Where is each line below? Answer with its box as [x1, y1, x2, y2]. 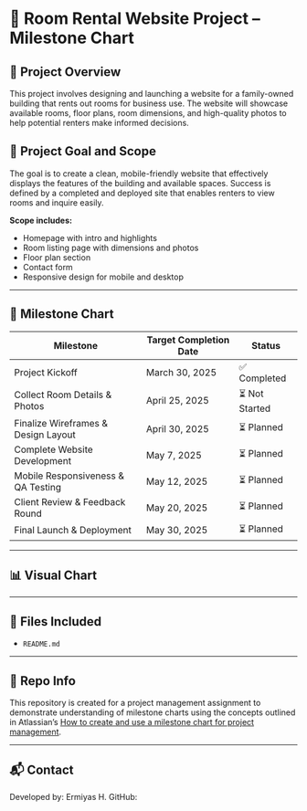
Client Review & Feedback [14, 495, 126, 508]
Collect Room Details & [14, 388, 112, 401]
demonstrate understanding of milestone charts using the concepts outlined [9, 707, 296, 718]
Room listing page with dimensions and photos [22, 242, 199, 253]
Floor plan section [22, 251, 91, 263]
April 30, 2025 [145, 422, 210, 435]
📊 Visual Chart [9, 568, 98, 584]
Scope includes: [9, 215, 73, 226]
